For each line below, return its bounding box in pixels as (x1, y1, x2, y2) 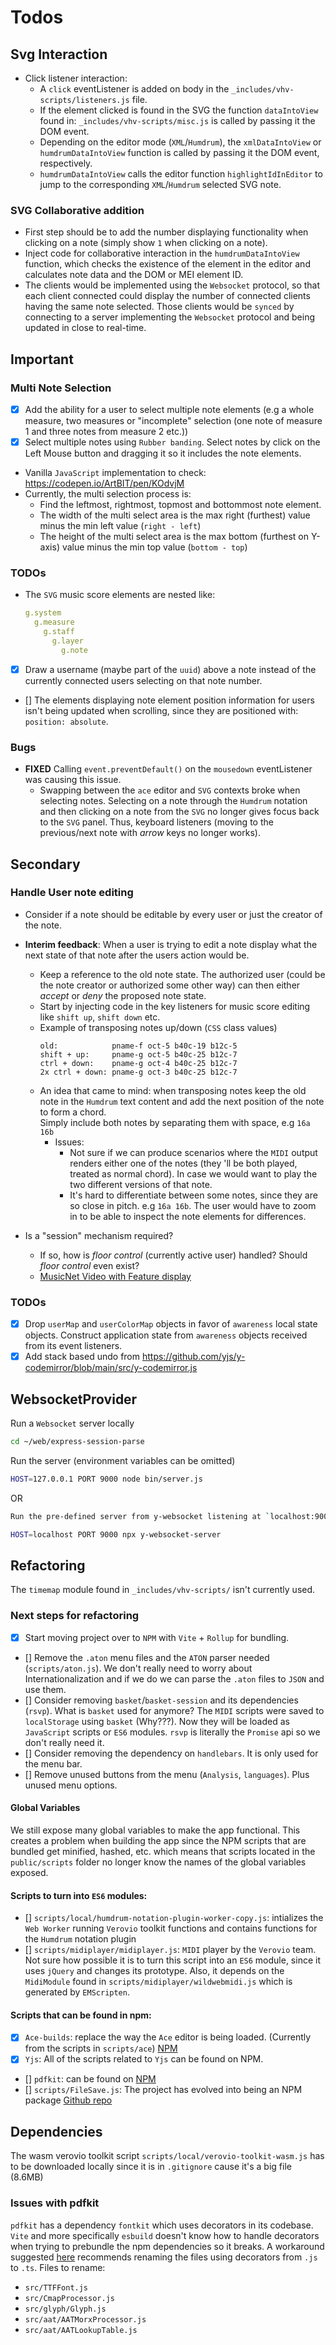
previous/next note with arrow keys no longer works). (39, 827, 261, 839)
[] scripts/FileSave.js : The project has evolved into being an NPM (24, 2084, 303, 2096)
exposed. (10, 1866, 49, 1878)
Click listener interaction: (24, 72, 128, 84)
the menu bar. (24, 1757, 83, 1770)
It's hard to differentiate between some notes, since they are (69, 1189, 318, 1201)
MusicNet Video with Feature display (39, 1270, 192, 1282)
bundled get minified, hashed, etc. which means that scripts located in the (10, 1845, 316, 1857)
